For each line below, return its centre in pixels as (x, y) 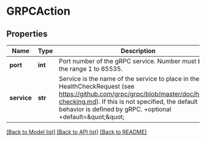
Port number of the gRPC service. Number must (128, 61)
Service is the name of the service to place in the (129, 79)
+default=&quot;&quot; (92, 117)
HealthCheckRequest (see (97, 86)
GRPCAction (38, 11)
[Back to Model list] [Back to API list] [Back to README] (77, 132)
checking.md (78, 102)
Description (138, 51)
